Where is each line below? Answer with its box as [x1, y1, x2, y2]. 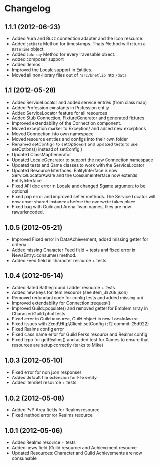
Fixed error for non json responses [11, 369, 82, 375]
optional [11, 188, 28, 194]
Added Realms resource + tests [11, 439, 76, 445]
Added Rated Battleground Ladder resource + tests [11, 285, 115, 291]
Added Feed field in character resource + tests [11, 257, 107, 263]
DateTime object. [11, 46, 45, 52]
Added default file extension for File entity [11, 375, 97, 380]
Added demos [11, 62, 41, 67]
